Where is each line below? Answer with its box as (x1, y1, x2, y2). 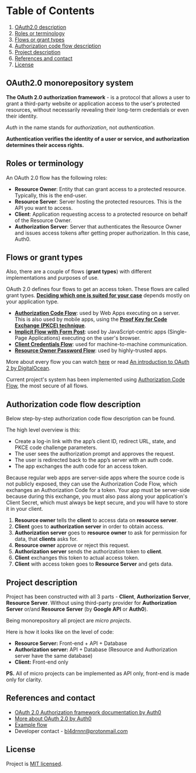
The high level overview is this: (6, 426, 81, 433)
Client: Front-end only (14, 658, 68, 665)
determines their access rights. (6, 141, 84, 148)
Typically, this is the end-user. (14, 192, 87, 199)
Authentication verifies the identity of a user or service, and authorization (6, 135, 190, 142)
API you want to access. (14, 204, 73, 211)
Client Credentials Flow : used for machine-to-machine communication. (14, 341, 188, 348)
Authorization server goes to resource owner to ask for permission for (14, 529, 187, 536)
